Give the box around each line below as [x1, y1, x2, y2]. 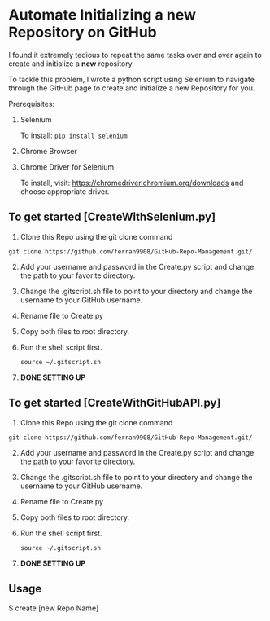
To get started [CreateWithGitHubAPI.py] [8, 396, 221, 410]
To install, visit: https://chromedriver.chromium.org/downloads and [20, 178, 244, 187]
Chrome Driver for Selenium [20, 161, 115, 172]
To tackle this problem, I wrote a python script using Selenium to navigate [8, 74, 255, 84]
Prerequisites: [8, 99, 55, 108]
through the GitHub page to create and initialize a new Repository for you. [8, 83, 255, 93]
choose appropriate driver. [20, 186, 110, 196]
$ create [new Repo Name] [8, 603, 99, 613]
